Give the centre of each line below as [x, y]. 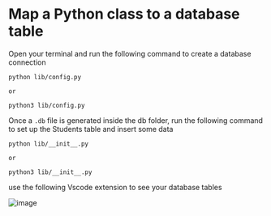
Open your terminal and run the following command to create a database [130, 53]
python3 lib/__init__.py [50, 172]
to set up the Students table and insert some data [91, 129]
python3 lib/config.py [47, 105]
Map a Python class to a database [125, 14]
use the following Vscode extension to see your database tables [115, 187]
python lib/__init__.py [49, 144]
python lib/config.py [45, 77]
